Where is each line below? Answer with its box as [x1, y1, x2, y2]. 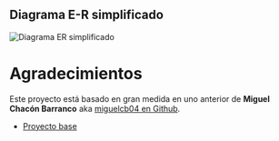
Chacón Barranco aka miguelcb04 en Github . [9, 103, 181, 114]
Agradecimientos [9, 64, 143, 84]
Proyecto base [22, 120, 77, 131]
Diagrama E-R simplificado [9, 7, 164, 23]
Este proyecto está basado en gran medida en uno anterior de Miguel [9, 93, 271, 104]
